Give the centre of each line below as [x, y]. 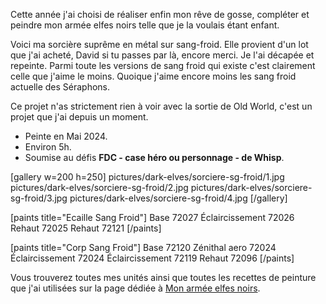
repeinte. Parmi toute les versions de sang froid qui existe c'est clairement [163, 65]
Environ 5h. [48, 147]
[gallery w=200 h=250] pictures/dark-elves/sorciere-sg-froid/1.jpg [147, 177]
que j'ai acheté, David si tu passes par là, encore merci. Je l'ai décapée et [162, 55]
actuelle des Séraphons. [60, 87]
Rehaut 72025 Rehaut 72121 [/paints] [86, 228]
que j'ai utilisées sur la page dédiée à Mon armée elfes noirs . [135, 288]
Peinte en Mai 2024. [66, 136]
